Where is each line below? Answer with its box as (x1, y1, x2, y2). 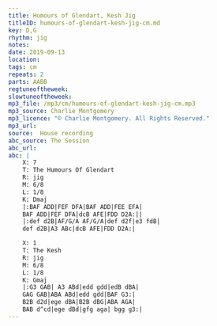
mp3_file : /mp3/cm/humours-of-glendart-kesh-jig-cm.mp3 (8, 100, 196, 108)
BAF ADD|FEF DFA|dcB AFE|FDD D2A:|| (22, 210, 144, 218)
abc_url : (8, 144, 37, 152)
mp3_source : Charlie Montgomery (8, 108, 114, 116)
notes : (8, 41, 30, 49)
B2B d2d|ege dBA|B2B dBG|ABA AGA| (22, 298, 136, 306)
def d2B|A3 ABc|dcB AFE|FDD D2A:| (22, 225, 136, 233)
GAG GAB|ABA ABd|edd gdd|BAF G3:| (22, 290, 136, 299)
